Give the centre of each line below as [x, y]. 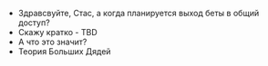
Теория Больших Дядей [64, 52]
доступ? [34, 23]
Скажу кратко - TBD [57, 32]
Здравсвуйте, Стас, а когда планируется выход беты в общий [139, 13]
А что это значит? [52, 42]
